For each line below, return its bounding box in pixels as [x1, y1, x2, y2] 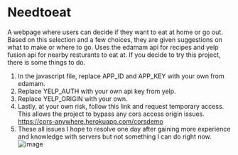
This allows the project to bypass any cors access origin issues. [17, 109, 205, 118]
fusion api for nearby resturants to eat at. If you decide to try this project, [7, 50, 221, 59]
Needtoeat [7, 4, 72, 21]
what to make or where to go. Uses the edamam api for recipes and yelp [7, 43, 219, 51]
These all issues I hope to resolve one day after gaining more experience [17, 124, 231, 133]
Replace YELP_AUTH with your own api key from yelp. [17, 87, 176, 95]
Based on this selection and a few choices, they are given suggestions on [7, 35, 222, 43]
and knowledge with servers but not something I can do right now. [17, 132, 212, 141]
